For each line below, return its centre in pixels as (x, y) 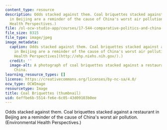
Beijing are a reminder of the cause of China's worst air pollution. (72, 117)
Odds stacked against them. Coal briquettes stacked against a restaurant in (82, 112)
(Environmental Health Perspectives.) (43, 123)
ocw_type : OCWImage (25, 84)
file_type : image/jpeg (29, 38)
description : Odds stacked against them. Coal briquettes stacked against (84, 14)
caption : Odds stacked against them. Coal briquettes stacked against (84, 47)
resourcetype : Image (27, 88)
